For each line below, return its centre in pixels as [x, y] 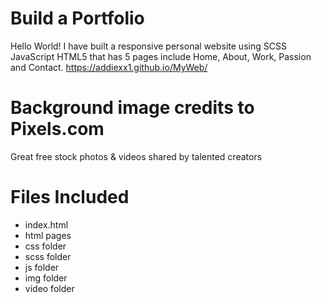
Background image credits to [132, 108]
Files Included [70, 197]
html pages [48, 235]
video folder [49, 288]
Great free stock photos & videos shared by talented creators [136, 156]
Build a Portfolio [77, 18]
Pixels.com [57, 129]
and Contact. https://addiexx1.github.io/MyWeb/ [109, 67]
